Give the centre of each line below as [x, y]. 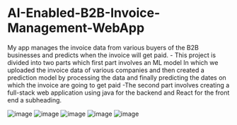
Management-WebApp [76, 28]
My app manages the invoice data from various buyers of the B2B [103, 47]
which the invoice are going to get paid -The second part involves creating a [118, 85]
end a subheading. [35, 100]
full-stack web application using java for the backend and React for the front [118, 93]
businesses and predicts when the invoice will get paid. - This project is [112, 55]
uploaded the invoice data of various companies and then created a [106, 70]
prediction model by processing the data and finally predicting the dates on [117, 77]
